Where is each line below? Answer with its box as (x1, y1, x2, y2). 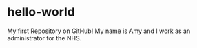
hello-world (7, 4, 76, 20)
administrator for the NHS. (7, 34, 82, 42)
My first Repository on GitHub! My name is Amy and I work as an (7, 27, 191, 35)
